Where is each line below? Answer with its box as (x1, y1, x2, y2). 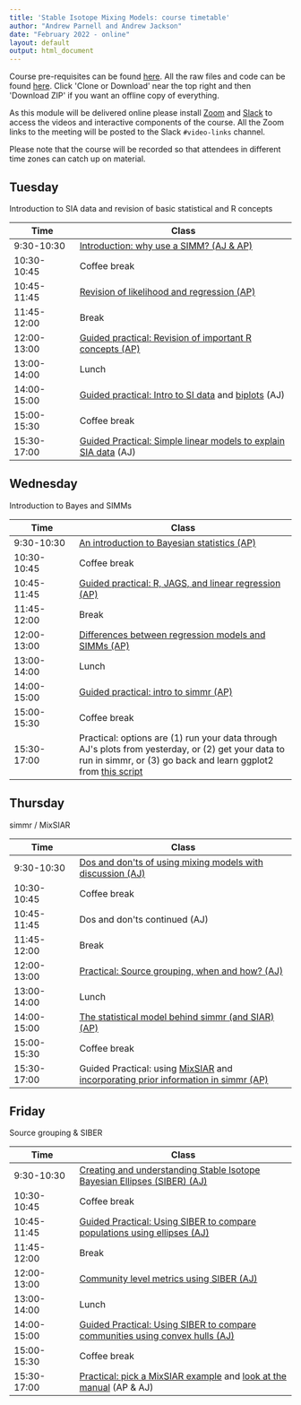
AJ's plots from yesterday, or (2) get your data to (79, 742, 285, 755)
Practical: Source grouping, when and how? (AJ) (79, 965, 284, 977)
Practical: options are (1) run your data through (79, 732, 278, 744)
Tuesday (9, 179, 59, 195)
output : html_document (9, 47, 94, 56)
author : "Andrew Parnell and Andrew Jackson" (9, 22, 182, 30)
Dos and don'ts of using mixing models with (79, 855, 264, 868)
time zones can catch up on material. (9, 153, 146, 164)
